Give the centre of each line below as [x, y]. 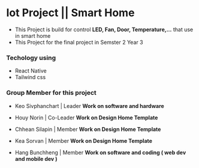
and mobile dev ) [36, 158]
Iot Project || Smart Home [70, 13]
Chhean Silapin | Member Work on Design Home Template [88, 129]
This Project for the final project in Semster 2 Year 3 [79, 42]
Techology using [31, 58]
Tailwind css [30, 77]
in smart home [33, 35]
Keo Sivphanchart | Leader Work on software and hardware [90, 106]
